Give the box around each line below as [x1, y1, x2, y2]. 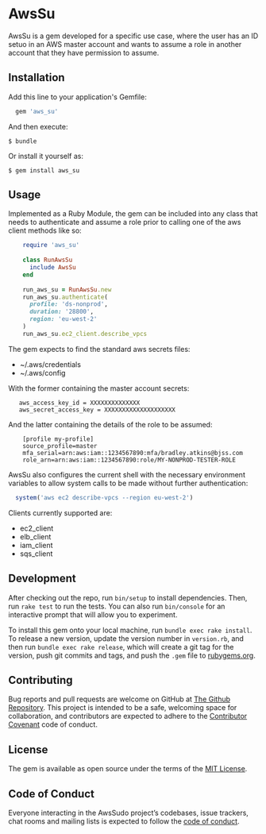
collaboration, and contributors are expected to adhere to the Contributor [8, 712, 248, 721]
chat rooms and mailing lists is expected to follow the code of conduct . [8, 816, 240, 826]
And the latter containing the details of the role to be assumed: [8, 419, 213, 429]
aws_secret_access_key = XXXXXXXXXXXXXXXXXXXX [18, 406, 176, 414]
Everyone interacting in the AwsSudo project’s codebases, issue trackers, [8, 808, 249, 817]
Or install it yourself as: [8, 151, 83, 160]
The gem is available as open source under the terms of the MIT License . [8, 764, 248, 774]
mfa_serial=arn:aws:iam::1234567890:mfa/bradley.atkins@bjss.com [22, 449, 244, 457]
